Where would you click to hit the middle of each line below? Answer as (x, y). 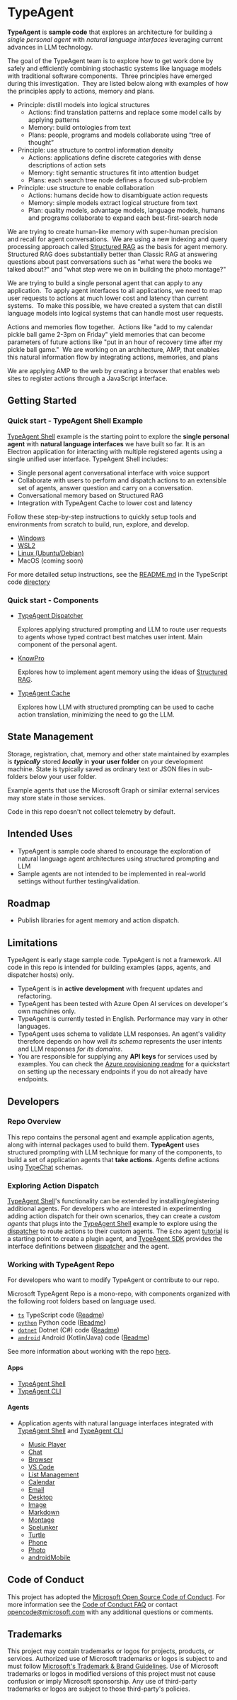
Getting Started (42, 401)
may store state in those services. (57, 797)
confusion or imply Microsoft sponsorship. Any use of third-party (102, 1682)
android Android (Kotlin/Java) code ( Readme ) (83, 1337)
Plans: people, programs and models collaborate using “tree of (119, 135)
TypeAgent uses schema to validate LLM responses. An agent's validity (122, 1034)
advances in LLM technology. (50, 47)
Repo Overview (34, 1122)
